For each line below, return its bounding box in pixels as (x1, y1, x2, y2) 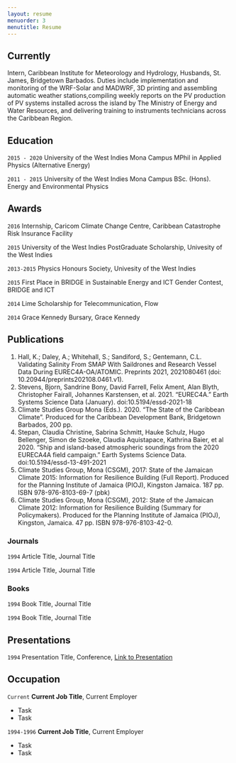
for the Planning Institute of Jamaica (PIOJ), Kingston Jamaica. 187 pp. (17, 481, 225, 489)
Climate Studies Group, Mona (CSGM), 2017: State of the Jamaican (17, 466, 213, 474)
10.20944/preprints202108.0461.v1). (17, 375, 124, 383)
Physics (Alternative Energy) (7, 161, 91, 169)
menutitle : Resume (7, 23, 62, 31)
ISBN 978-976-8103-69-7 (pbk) (17, 488, 111, 497)
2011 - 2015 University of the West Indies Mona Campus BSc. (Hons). (7, 175, 211, 183)
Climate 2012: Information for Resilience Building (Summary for (17, 503, 202, 512)
